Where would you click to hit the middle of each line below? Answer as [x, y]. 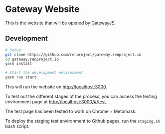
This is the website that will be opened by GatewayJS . [61, 23]
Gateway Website [42, 9]
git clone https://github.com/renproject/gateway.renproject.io [73, 55]
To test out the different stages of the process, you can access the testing [81, 96]
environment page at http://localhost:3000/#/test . [56, 102]
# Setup [13, 50]
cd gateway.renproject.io [32, 59]
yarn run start [21, 77]
